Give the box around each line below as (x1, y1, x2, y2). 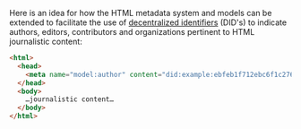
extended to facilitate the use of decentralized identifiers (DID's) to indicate (9, 17, 288, 28)
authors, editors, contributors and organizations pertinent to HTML (9, 27, 255, 37)
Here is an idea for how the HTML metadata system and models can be (9, 8, 272, 18)
